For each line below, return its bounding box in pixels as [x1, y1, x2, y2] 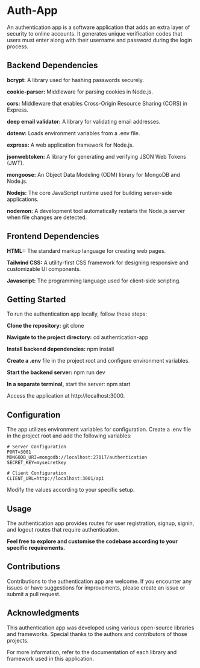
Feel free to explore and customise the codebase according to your [7, 538, 178, 545]
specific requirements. [7, 544, 66, 551]
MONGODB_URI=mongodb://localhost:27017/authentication [7, 454, 148, 460]
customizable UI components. [7, 265, 81, 272]
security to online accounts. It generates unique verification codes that [7, 30, 183, 37]
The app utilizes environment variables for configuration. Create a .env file [7, 426, 192, 433]
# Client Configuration [7, 470, 67, 477]
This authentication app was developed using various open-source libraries [7, 624, 195, 631]
